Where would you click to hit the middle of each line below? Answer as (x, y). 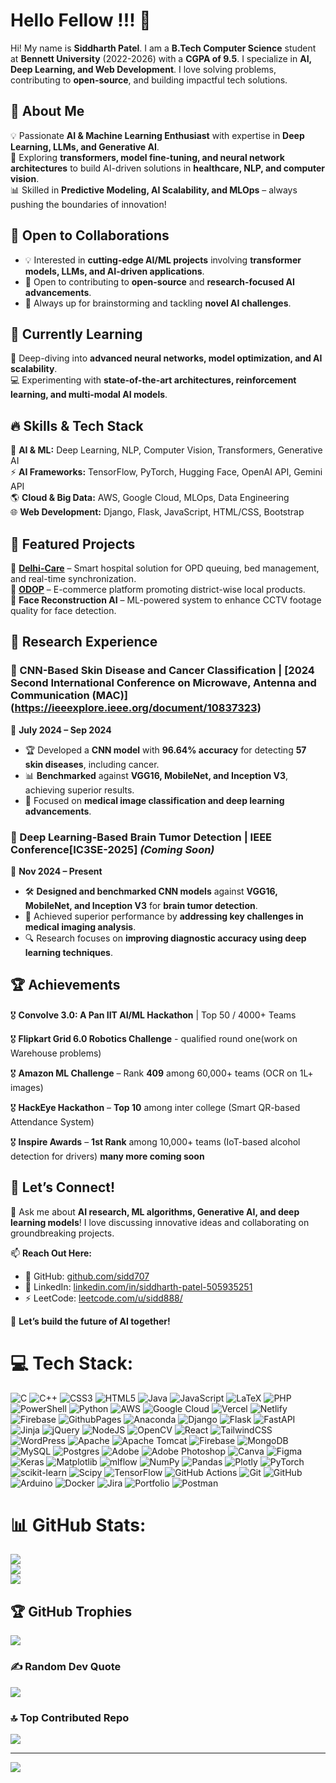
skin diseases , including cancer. (92, 764)
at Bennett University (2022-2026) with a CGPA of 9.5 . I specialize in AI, (161, 58)
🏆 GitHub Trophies (71, 1611)
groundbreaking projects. (62, 1233)
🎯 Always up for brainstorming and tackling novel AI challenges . (158, 303)
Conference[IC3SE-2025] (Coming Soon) (112, 849)
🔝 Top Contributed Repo (70, 1717)
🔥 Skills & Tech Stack (77, 425)
